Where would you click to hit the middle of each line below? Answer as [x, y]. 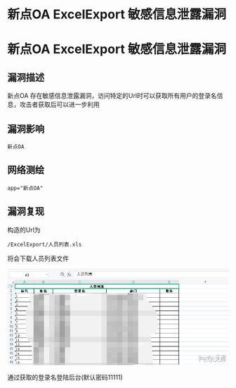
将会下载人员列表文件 [38, 258]
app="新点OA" [25, 188]
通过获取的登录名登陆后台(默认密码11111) [65, 377]
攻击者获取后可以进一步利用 [59, 105]
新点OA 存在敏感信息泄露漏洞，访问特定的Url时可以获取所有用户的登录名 [112, 96]
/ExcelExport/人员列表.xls [45, 244]
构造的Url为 [24, 230]
